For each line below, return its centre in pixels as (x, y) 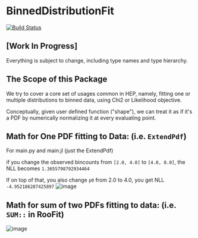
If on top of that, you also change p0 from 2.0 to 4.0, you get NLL (85, 180)
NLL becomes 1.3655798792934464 (48, 168)
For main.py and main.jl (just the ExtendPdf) (60, 151)
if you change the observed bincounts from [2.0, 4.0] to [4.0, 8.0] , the (96, 162)
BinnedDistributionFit (60, 11)
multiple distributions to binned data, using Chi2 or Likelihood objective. (94, 100)
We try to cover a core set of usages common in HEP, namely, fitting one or (98, 93)
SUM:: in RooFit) (35, 214)
